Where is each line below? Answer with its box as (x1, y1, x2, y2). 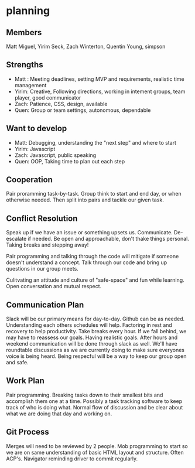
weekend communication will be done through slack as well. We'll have (6, 340, 177, 347)
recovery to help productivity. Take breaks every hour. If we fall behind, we (6, 328, 187, 335)
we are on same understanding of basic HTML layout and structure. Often (6, 449, 184, 456)
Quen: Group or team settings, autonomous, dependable (14, 107, 151, 114)
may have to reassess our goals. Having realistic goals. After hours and (6, 334, 178, 341)
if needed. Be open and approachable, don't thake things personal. (28, 235, 189, 242)
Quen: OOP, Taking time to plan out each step (14, 158, 125, 165)
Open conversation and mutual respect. (6, 283, 102, 290)
